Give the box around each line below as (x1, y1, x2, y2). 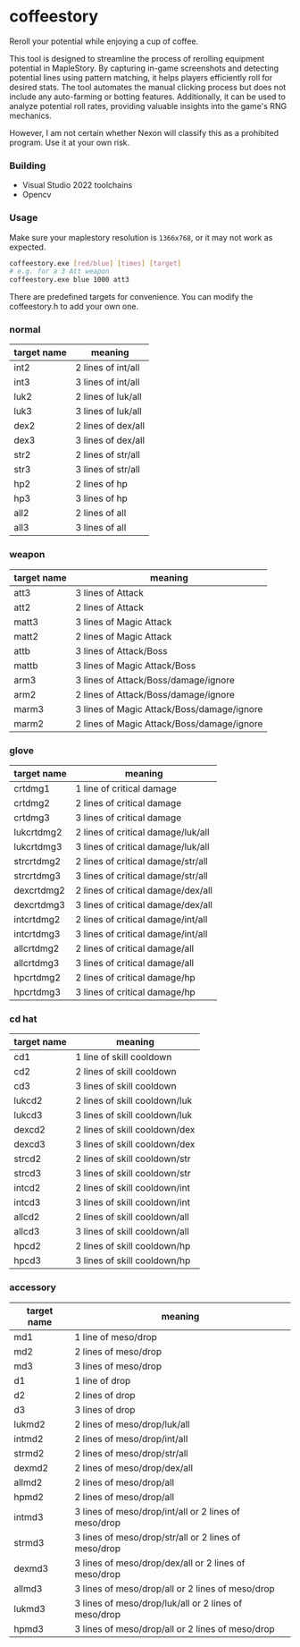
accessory (9, 1281, 56, 1294)
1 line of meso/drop (74, 1330, 158, 1343)
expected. (9, 242, 46, 252)
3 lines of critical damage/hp (75, 986, 196, 998)
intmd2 (13, 1432, 44, 1445)
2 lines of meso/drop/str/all (74, 1447, 189, 1459)
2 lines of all (75, 507, 127, 520)
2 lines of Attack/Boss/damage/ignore (75, 688, 235, 700)
